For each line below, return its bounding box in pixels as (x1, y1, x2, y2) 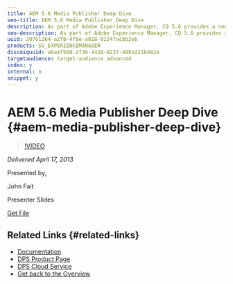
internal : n (7, 68, 42, 75)
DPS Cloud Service (17, 263, 72, 271)
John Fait (7, 182, 34, 190)
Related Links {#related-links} (7, 229, 140, 241)
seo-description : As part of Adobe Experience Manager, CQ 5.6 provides (7, 29, 222, 37)
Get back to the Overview (17, 269, 91, 278)
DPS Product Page (17, 255, 71, 263)
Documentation (17, 247, 62, 256)
